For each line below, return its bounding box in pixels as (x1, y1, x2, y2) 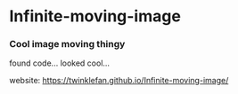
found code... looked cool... (9, 58, 110, 68)
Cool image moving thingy (9, 38, 126, 51)
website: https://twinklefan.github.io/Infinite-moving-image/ (9, 75, 229, 86)
